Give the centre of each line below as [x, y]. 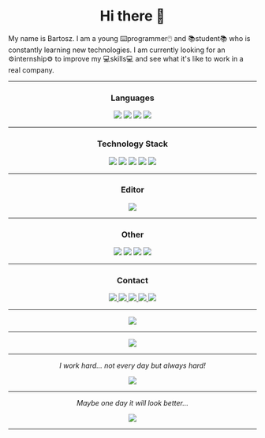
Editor [132, 190]
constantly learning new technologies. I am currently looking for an [117, 50]
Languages [132, 98]
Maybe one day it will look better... [132, 403]
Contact [132, 281]
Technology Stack [132, 144]
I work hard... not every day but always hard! [132, 365]
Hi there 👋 [132, 16]
